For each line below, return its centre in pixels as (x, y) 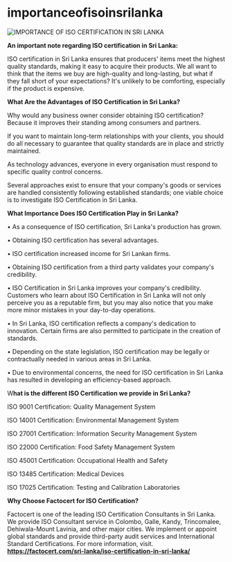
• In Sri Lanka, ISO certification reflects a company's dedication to (101, 323)
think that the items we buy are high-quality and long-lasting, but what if (110, 74)
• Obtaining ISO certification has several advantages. (83, 240)
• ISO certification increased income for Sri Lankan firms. (89, 253)
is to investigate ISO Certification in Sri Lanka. (72, 200)
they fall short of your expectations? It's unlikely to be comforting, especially (116, 80)
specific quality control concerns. (55, 171)
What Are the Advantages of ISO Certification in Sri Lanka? (94, 101)
